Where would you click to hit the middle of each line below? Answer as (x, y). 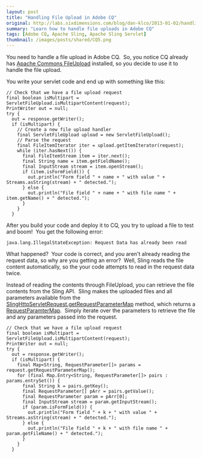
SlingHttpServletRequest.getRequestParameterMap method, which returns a (101, 304)
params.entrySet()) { (33, 381)
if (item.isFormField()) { (56, 172)
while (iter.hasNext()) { (50, 151)
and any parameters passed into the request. (62, 317)
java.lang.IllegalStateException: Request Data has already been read (96, 243)
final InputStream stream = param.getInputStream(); (90, 402)
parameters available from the (44, 297)
